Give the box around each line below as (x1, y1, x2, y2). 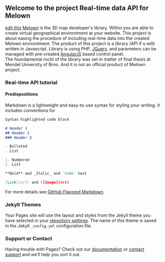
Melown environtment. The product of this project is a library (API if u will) (5, 40, 155, 46)
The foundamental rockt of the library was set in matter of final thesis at (5, 56, 151, 62)
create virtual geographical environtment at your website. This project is (5, 30, 151, 36)
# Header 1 (5, 126, 28, 131)
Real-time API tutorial (5, 79, 58, 86)
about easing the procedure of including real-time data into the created (5, 35, 150, 41)
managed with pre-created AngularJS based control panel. (5, 51, 125, 57)
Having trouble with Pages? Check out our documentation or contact (5, 246, 144, 252)
